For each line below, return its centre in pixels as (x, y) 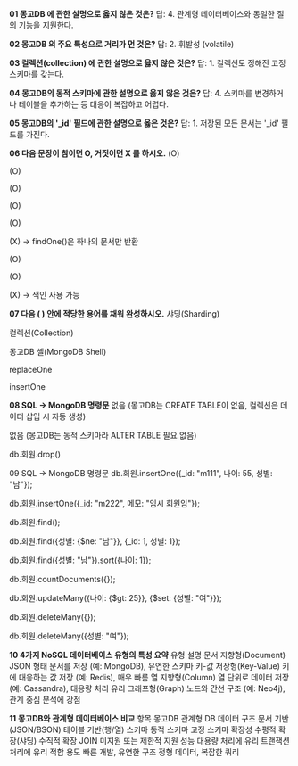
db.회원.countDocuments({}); (62, 579)
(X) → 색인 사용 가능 (45, 295)
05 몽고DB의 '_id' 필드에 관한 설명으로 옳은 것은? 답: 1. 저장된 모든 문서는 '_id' (144, 123)
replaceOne (31, 370)
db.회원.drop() (35, 454)
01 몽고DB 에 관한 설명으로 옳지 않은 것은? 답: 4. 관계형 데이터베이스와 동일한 (142, 14)
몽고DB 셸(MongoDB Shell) (58, 352)
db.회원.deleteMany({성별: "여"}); (69, 636)
